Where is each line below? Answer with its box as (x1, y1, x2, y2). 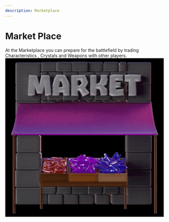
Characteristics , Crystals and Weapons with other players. (5, 52, 127, 58)
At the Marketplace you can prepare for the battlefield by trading (5, 47, 139, 53)
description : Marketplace (5, 8, 59, 13)
